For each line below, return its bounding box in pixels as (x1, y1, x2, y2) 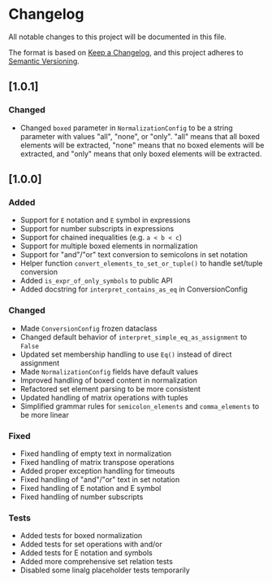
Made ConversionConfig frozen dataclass (19, 323, 158, 333)
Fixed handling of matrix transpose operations (19, 457, 175, 467)
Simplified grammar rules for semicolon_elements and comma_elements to (19, 401, 260, 411)
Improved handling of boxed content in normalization (19, 375, 197, 385)
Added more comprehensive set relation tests (19, 557, 173, 567)
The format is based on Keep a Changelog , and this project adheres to (8, 47, 244, 57)
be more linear (19, 410, 69, 419)
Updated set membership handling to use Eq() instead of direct (19, 349, 232, 359)
